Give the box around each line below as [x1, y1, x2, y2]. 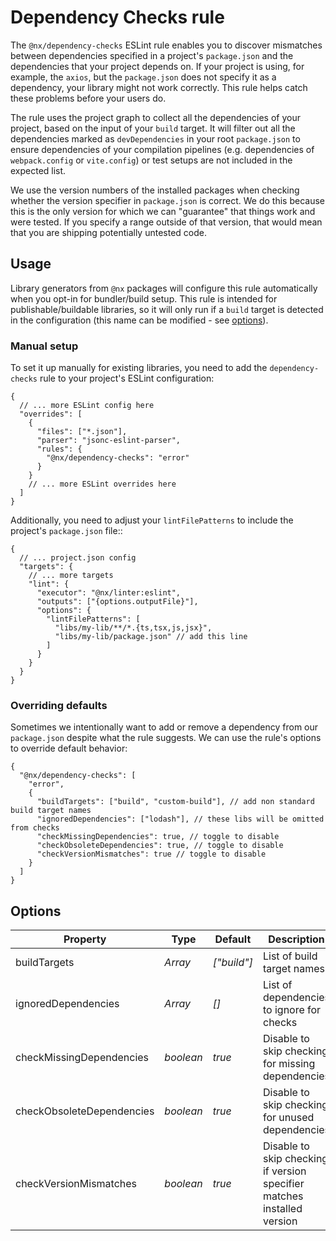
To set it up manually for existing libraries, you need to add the [10, 362, 268, 374]
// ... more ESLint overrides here [28, 479, 177, 490]
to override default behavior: [10, 742, 128, 755]
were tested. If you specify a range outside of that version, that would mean [10, 216, 323, 228]
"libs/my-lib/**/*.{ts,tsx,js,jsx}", [54, 623, 213, 633]
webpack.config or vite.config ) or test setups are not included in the [10, 154, 293, 166]
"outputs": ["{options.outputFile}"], [36, 597, 199, 607]
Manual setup [10, 339, 79, 353]
